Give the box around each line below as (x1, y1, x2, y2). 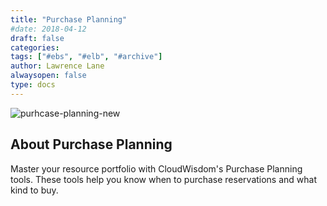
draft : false (10, 33, 65, 43)
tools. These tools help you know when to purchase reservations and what (10, 173, 318, 185)
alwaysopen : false (10, 71, 87, 81)
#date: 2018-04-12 (10, 24, 87, 34)
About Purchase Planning (10, 136, 173, 153)
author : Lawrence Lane (10, 61, 105, 71)
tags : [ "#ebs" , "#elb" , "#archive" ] (10, 52, 163, 62)
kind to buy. (10, 184, 59, 196)
